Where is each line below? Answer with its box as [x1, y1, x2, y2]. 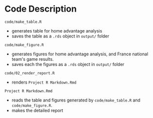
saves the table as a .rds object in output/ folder [11, 33, 110, 39]
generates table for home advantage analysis [11, 28, 102, 34]
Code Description [4, 3, 77, 15]
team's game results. [11, 56, 54, 62]
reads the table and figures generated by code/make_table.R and [11, 97, 140, 103]
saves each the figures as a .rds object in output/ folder [11, 61, 125, 67]
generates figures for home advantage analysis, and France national [11, 51, 149, 57]
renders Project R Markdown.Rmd [11, 79, 77, 85]
